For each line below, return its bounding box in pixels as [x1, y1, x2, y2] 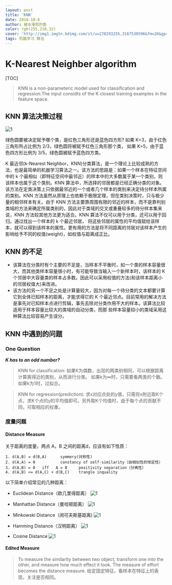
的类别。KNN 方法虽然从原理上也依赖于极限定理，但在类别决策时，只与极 [5, 192, 160, 198]
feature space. [17, 96, 49, 102]
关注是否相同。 [27, 574, 59, 580]
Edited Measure [5, 544, 40, 551]
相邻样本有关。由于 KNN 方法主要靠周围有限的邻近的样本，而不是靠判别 [14, 198, 166, 205]
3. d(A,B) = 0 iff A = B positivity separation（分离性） [5, 465, 146, 471]
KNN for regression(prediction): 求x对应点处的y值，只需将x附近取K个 [17, 391, 164, 397]
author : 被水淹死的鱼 [5, 22, 47, 27]
